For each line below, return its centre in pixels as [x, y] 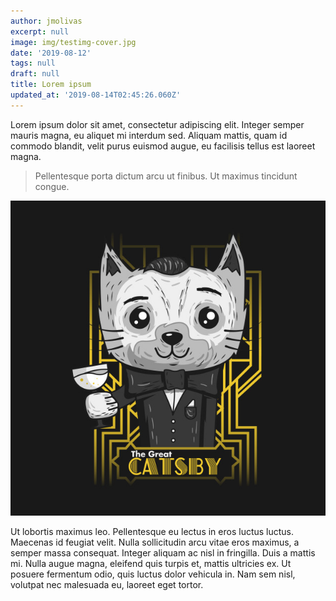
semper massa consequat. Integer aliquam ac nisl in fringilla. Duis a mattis [163, 552]
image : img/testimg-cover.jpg [73, 42]
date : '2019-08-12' [51, 53]
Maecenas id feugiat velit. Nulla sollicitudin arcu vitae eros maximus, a [155, 542]
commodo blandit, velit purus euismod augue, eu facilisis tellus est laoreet [163, 146]
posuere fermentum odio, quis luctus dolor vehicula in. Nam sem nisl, [153, 574]
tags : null [33, 63]
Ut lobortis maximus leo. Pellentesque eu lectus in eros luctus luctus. [152, 531]
